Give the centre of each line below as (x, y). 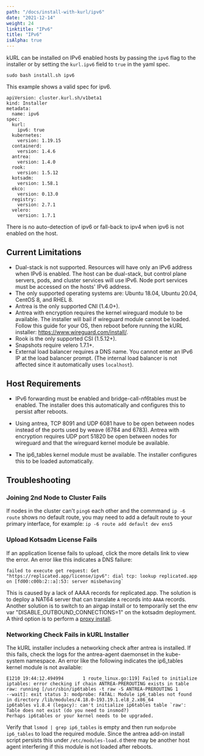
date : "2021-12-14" (31, 18)
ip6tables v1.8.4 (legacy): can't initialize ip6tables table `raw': (97, 705)
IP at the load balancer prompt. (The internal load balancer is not (96, 358)
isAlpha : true (24, 40)
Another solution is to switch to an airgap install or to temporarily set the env (102, 606)
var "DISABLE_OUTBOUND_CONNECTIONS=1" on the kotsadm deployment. (101, 612)
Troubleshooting (39, 480)
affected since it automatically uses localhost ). (74, 365)
